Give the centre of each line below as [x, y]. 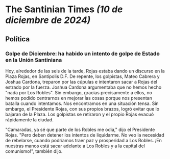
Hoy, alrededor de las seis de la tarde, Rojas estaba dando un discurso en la [85, 71]
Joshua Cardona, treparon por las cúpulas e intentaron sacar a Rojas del [81, 82]
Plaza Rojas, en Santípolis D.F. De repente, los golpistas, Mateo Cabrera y [82, 76]
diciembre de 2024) [48, 20]
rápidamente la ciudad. [29, 120]
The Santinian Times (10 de [64, 9]
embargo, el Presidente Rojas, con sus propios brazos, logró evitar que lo [82, 109]
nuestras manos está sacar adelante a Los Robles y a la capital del [75, 146]
